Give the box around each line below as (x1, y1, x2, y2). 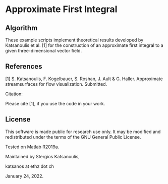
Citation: (5, 91, 23, 97)
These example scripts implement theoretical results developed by (5, 37, 144, 43)
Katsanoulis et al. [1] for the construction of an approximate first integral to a (5, 42, 163, 48)
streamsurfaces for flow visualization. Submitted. (5, 81, 107, 87)
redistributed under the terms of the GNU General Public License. (5, 134, 141, 140)
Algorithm (5, 24, 38, 32)
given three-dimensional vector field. (5, 48, 82, 53)
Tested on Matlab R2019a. (5, 144, 60, 150)
